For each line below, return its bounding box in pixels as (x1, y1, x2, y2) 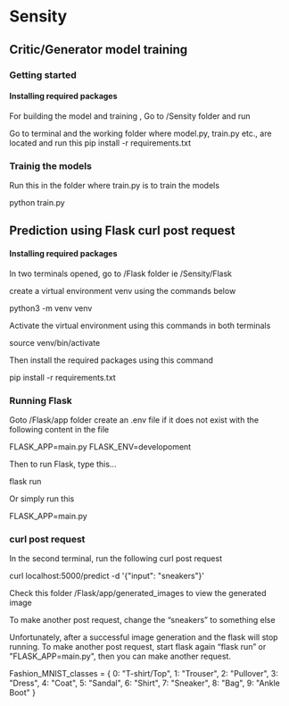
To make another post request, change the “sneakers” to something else (9, 615, 276, 626)
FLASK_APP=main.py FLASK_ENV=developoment (9, 441, 192, 452)
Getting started (9, 69, 78, 81)
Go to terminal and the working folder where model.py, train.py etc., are (9, 128, 272, 139)
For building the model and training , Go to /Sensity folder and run (9, 110, 251, 122)
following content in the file (9, 424, 110, 434)
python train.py (9, 198, 65, 207)
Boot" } (9, 687, 36, 698)
